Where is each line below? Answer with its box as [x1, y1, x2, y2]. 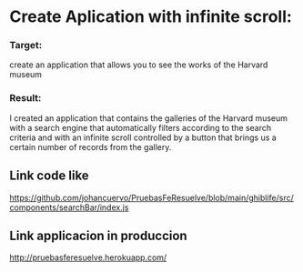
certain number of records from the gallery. [9, 141, 172, 152]
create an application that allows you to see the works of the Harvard [9, 59, 268, 70]
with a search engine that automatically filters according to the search [9, 122, 272, 133]
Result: [9, 92, 42, 105]
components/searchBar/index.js [9, 202, 129, 213]
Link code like [9, 168, 89, 184]
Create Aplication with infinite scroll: [9, 6, 293, 27]
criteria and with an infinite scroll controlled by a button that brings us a [9, 132, 278, 143]
